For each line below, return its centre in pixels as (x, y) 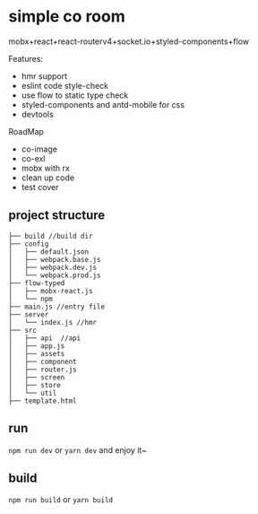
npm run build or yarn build (61, 500)
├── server (29, 314)
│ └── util (33, 393)
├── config (29, 244)
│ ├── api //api (45, 338)
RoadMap (26, 131)
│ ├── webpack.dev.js (53, 267)
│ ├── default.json (49, 252)
